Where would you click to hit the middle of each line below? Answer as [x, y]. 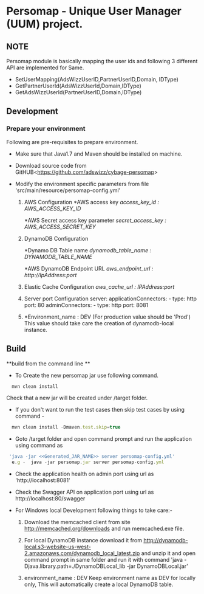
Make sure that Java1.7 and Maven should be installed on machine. [99, 154]
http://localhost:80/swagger [50, 499]
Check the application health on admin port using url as [84, 474]
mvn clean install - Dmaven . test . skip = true [66, 427]
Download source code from [51, 165]
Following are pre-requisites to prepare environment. [72, 142]
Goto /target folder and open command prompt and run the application [104, 439]
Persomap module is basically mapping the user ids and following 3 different [102, 61]
